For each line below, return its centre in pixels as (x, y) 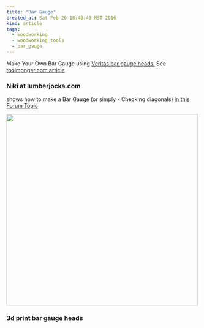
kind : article (25, 23)
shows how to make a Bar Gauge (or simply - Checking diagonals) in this (98, 99)
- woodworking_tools (38, 40)
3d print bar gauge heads (45, 318)
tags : (13, 29)
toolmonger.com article (36, 70)
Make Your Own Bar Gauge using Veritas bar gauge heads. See (86, 63)
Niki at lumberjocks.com (43, 86)
